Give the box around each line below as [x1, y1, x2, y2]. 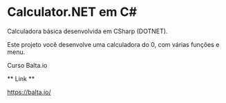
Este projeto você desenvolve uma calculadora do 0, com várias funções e [7, 40, 220, 48]
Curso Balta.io [7, 61, 48, 69]
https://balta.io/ [7, 88, 52, 96]
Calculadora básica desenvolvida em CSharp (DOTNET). [7, 27, 168, 35]
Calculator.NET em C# [7, 4, 137, 20]
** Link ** [7, 74, 35, 83]
